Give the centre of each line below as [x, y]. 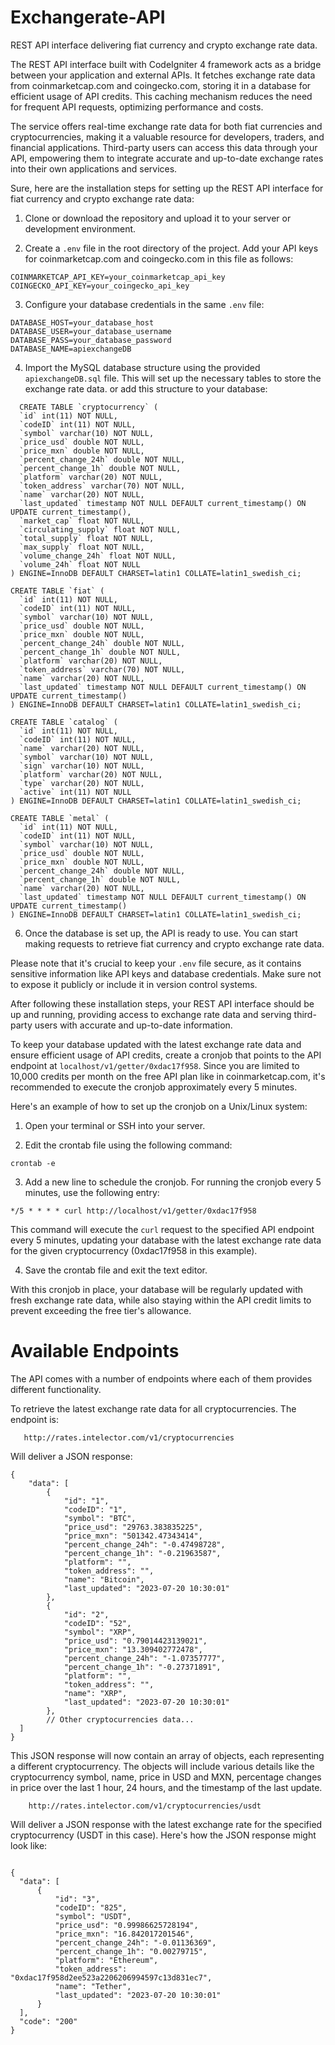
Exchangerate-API [88, 17]
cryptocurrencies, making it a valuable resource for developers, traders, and [167, 137]
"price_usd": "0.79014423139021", [135, 1641]
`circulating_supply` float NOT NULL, [100, 529]
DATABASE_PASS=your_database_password [91, 340]
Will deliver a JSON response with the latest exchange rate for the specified [166, 1824]
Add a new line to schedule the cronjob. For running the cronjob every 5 [173, 1182]
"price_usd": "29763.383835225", [133, 1527]
